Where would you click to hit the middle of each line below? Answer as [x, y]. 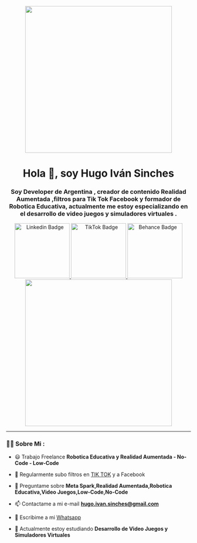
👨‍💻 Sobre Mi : [26, 444]
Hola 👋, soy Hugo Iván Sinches [98, 173]
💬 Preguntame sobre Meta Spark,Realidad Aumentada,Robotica [93, 485]
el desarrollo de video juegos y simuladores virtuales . [98, 214]
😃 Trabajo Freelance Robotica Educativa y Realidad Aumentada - [95, 457]
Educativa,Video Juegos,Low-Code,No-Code [71, 492]
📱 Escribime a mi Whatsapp [48, 517]
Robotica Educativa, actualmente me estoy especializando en [98, 207]
